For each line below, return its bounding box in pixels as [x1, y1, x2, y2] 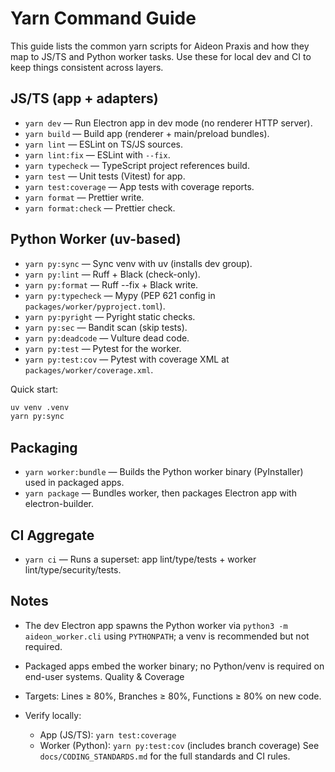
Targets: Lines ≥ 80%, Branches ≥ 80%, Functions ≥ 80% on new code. [24, 690, 322, 702]
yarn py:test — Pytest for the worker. [24, 342, 182, 354]
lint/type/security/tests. [24, 563, 122, 576]
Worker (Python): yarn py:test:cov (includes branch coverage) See [39, 739, 320, 751]
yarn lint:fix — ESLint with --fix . [24, 148, 171, 161]
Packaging [10, 439, 78, 456]
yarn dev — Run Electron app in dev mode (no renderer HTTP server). [24, 117, 313, 129]
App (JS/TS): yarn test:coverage [39, 728, 177, 741]
